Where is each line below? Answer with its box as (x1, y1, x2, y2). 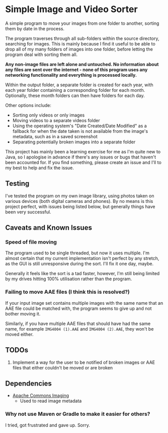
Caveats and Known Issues (5, 224, 92, 232)
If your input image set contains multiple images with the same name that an (5, 300, 163, 306)
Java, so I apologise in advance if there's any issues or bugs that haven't (5, 154, 156, 160)
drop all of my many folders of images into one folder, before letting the (5, 46, 153, 52)
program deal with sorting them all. (5, 51, 78, 58)
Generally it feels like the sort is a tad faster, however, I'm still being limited (5, 270, 160, 277)
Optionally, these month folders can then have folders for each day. (5, 92, 145, 98)
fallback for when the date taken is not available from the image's (12, 128, 148, 134)
